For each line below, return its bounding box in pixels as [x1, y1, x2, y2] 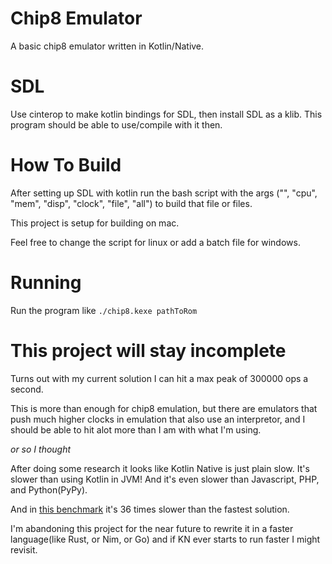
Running [10, 272, 82, 294]
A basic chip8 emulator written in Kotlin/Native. [10, 40, 205, 52]
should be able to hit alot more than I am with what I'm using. [10, 423, 262, 436]
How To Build [10, 154, 122, 177]
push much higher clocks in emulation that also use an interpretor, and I [10, 413, 306, 425]
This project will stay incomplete [10, 339, 287, 362]
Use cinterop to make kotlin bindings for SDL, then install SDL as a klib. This [10, 108, 323, 120]
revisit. [10, 543, 38, 556]
